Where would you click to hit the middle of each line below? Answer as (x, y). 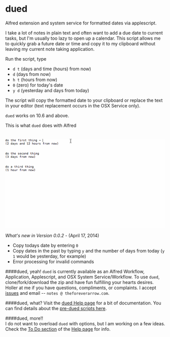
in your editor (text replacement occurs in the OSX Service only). (73, 105)
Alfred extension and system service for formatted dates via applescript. (81, 23)
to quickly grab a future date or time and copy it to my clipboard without (80, 43)
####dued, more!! (24, 318)
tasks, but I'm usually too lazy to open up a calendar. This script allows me (83, 38)
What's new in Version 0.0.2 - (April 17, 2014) (52, 236)
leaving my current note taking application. (50, 49)
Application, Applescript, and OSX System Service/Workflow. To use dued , (82, 277)
